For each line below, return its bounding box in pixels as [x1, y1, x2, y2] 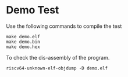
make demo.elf [6, 34, 41, 39]
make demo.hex [6, 44, 41, 50]
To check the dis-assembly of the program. [6, 54, 110, 61]
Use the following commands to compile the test [6, 23, 122, 30]
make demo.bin [6, 39, 41, 45]
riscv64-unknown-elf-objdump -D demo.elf [6, 65, 108, 71]
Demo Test [6, 3, 59, 17]
